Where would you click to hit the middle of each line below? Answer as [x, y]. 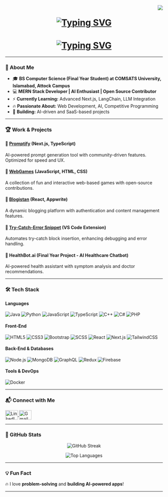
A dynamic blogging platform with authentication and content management [82, 210]
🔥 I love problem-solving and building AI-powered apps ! [64, 484]
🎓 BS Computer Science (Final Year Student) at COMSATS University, [87, 79]
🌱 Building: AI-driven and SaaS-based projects [61, 112]
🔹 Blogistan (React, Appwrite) [36, 199]
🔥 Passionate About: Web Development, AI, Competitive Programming [85, 106]
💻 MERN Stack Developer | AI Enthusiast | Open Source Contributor [84, 92]
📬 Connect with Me [30, 400]
